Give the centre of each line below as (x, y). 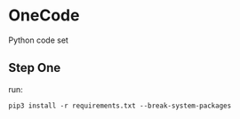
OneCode (44, 16)
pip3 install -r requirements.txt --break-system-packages (120, 106)
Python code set (38, 40)
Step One (35, 68)
